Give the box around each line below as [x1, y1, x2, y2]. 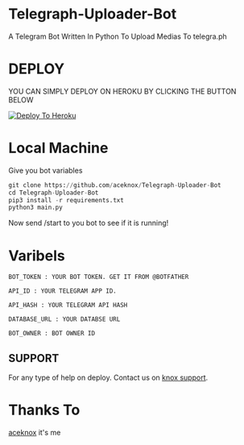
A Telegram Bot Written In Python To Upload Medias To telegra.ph [8, 31, 227, 41]
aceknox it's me [8, 428, 61, 437]
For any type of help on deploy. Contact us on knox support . [8, 372, 209, 383]
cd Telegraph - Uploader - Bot [8, 189, 99, 197]
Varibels [8, 247, 66, 264]
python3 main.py [8, 203, 63, 212]
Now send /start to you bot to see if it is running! [8, 218, 169, 228]
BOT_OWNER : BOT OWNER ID [8, 330, 95, 338]
